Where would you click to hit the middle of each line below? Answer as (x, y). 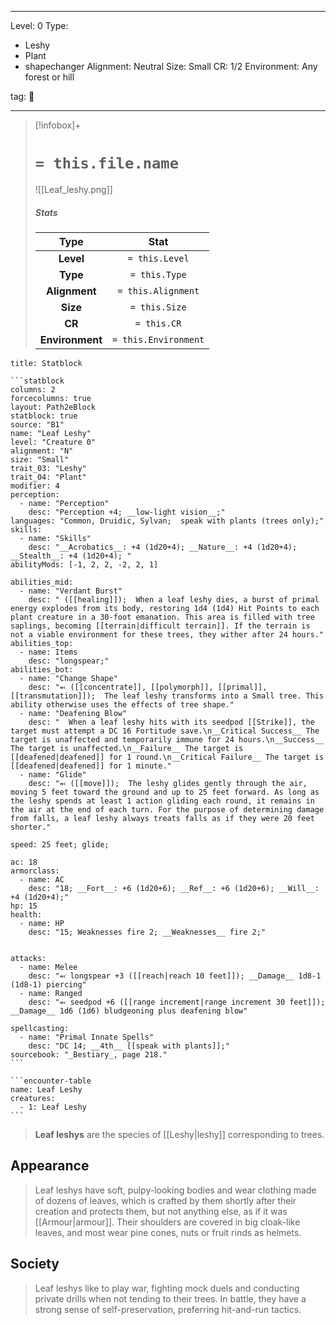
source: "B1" (37, 424)
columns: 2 (33, 389)
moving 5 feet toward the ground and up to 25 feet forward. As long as (165, 792)
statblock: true (44, 416)
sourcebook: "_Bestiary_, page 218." (89, 1054)
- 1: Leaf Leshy (53, 1107)
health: (26, 914)
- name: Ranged (51, 993)
